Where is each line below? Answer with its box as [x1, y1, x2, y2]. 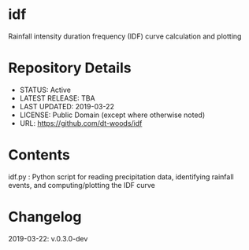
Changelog [8, 208, 82, 226]
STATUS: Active [19, 85, 71, 94]
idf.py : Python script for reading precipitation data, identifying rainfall [8, 171, 234, 182]
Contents [8, 146, 71, 164]
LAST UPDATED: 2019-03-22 [19, 101, 114, 111]
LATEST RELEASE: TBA [19, 93, 96, 103]
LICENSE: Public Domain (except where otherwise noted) [19, 110, 206, 119]
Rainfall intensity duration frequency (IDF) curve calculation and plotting [8, 31, 242, 41]
